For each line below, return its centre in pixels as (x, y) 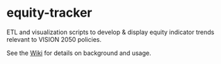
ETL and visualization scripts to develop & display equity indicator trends (110, 32)
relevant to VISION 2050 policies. (54, 39)
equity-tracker (49, 13)
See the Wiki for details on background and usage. (79, 53)
